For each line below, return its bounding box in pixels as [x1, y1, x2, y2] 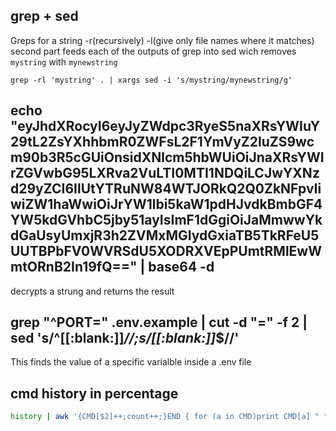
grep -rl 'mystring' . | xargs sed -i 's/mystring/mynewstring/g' [10, 75, 293, 85]
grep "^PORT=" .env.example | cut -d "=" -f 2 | [10, 314, 308, 331]
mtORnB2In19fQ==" [10, 259, 138, 276]
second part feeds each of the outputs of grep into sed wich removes [10, 45, 297, 57]
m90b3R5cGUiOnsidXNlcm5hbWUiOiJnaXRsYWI [10, 149, 325, 166]
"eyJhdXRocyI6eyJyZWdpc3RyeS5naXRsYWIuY [10, 118, 321, 135]
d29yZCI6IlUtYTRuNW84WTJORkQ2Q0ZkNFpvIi [10, 180, 322, 198]
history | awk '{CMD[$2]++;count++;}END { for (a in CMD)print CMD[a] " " [10, 412, 329, 422]
